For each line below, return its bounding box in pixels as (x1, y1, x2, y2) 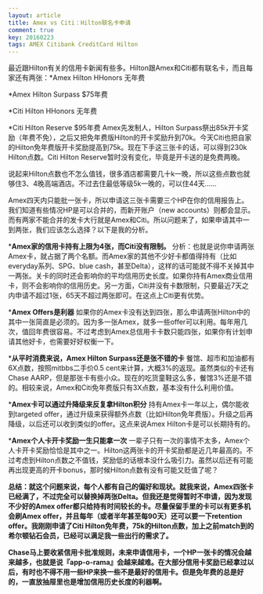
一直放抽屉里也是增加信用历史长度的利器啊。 (21, 578, 166, 587)
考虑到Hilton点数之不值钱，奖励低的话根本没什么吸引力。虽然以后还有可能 (14, 456, 254, 465)
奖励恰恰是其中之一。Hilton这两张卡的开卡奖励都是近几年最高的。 (34, 446, 247, 455)
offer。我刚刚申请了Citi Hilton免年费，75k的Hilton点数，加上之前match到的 (8, 521, 254, 530)
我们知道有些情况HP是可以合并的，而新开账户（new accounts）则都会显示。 (8, 206, 255, 215)
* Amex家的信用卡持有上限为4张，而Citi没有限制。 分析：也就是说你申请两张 (8, 242, 254, 251)
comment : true (8, 26, 55, 34)
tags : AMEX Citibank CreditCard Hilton (8, 41, 139, 49)
